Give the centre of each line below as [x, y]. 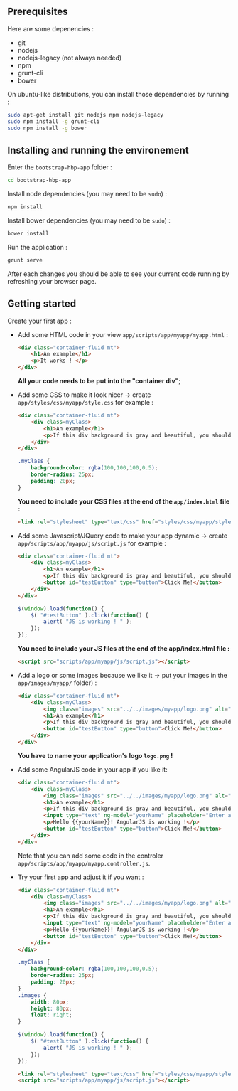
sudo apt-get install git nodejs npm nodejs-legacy [85, 115]
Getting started [42, 304]
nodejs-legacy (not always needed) [70, 58]
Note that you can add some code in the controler [91, 856]
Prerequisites [38, 12]
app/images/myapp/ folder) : [57, 683]
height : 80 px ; [52, 1008]
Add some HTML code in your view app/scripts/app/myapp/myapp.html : [123, 334]
